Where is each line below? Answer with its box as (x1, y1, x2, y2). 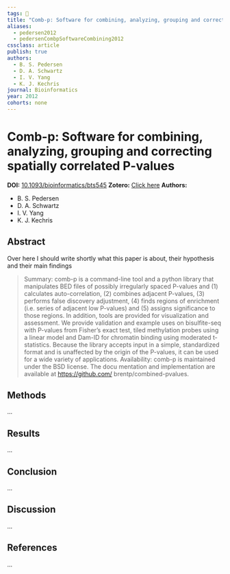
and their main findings (7, 262, 73, 270)
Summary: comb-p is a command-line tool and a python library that (23, 275, 214, 283)
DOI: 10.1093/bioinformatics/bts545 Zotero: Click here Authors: (7, 181, 188, 189)
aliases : (7, 23, 32, 30)
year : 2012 (7, 93, 38, 100)
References (7, 542, 57, 553)
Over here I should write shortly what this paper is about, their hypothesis (7, 254, 214, 262)
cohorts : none (7, 100, 48, 106)
